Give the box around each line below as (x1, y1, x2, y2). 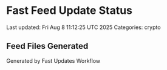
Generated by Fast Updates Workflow (6, 57, 101, 64)
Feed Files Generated (6, 41, 89, 51)
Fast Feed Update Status (6, 4, 132, 17)
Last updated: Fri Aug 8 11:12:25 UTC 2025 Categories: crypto (6, 24, 161, 31)
